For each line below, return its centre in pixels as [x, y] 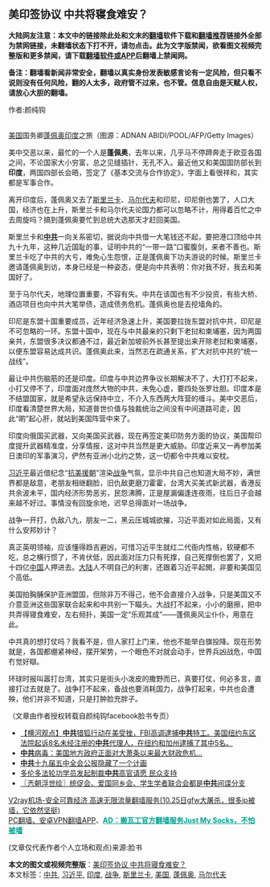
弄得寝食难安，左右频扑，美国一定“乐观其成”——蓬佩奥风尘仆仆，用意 [131, 614]
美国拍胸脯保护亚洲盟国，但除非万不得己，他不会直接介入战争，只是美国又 [131, 594]
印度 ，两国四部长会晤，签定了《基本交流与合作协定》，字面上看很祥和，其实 [133, 172]
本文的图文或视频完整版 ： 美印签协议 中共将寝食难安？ [97, 864]
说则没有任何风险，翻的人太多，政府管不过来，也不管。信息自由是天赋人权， [135, 82]
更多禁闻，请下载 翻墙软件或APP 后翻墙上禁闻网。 [110, 55]
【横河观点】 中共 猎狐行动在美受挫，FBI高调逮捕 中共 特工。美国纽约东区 [138, 733]
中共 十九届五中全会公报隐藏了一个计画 [83, 762]
